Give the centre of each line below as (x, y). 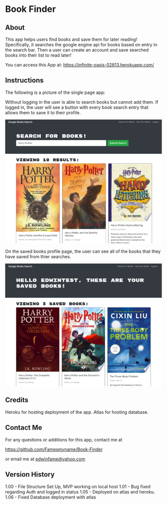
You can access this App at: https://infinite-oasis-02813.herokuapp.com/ (80, 65)
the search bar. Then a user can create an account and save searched (77, 50)
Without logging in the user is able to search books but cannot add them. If (82, 102)
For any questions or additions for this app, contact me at (64, 439)
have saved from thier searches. (38, 256)
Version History (30, 474)
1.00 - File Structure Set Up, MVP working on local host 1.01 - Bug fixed (78, 486)
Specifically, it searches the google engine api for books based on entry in (81, 45)
